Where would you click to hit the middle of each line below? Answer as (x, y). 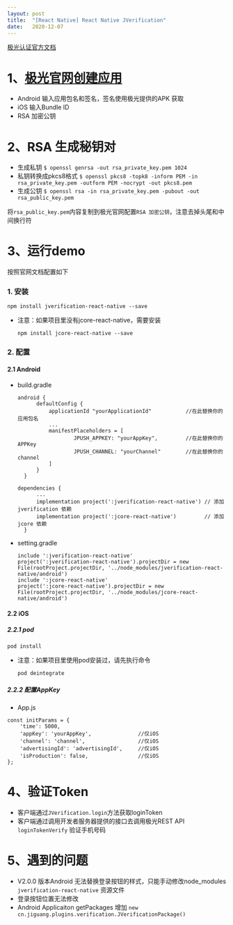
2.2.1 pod (21, 629)
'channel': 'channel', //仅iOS (89, 741)
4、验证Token (48, 792)
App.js (26, 708)
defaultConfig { (59, 404)
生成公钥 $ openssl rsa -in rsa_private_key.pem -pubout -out (108, 191)
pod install (24, 646)
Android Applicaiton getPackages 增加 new (78, 908)
